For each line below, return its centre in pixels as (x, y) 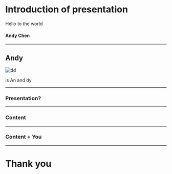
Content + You (24, 137)
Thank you (28, 164)
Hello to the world (24, 24)
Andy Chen (18, 35)
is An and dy (18, 80)
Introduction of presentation (67, 9)
